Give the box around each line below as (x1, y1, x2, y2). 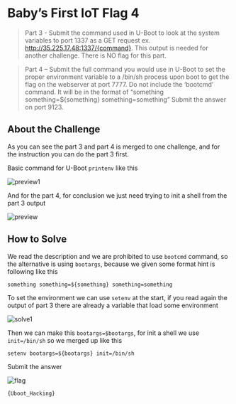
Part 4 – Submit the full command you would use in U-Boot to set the (24, 65, 225, 73)
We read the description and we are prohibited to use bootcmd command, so (7, 252, 228, 260)
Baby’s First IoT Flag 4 (7, 5, 140, 21)
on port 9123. (24, 102, 64, 111)
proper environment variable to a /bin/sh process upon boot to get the (24, 73, 230, 81)
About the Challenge (7, 123, 101, 136)
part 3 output (7, 198, 46, 207)
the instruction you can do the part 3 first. (7, 149, 129, 158)
